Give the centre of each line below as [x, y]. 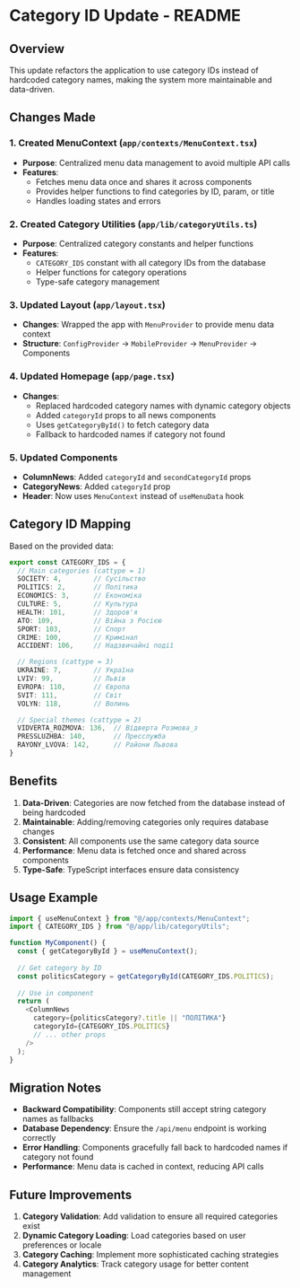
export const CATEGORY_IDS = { [68, 562]
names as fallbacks [58, 1119]
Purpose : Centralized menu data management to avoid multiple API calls [156, 162]
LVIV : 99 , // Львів [72, 679]
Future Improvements [71, 1195]
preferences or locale [62, 1245]
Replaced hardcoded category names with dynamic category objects [163, 406]
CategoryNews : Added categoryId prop [96, 486]
